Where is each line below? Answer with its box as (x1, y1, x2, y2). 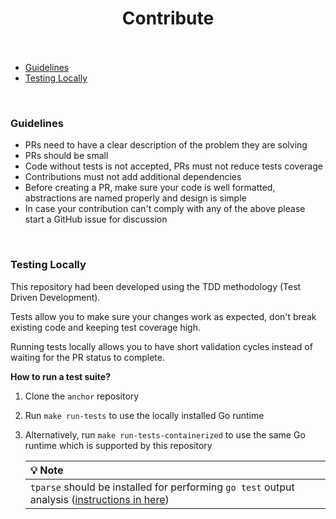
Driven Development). (10, 291, 101, 303)
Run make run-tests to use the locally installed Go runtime (24, 409, 265, 421)
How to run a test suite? (10, 370, 111, 382)
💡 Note (29, 463, 64, 477)
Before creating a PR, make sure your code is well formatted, (24, 182, 276, 194)
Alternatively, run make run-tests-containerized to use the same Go (24, 428, 306, 441)
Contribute (121, 7, 215, 30)
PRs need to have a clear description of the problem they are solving (24, 139, 308, 151)
